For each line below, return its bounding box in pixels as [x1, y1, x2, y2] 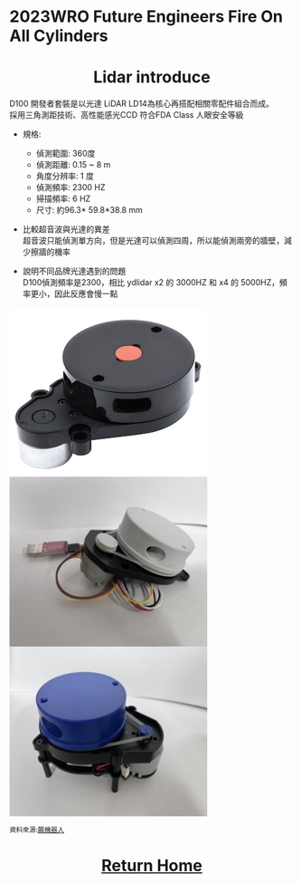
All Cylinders [9, 25, 108, 46]
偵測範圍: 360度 [35, 148, 96, 159]
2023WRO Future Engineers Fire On [9, 6, 283, 27]
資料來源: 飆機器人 [9, 826, 65, 835]
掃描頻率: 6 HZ [35, 193, 91, 205]
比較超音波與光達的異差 [22, 224, 110, 235]
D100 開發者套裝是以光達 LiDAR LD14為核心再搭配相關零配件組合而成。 [9, 98, 274, 110]
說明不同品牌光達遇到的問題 [22, 265, 127, 277]
